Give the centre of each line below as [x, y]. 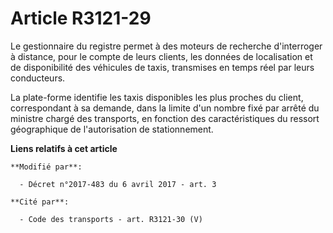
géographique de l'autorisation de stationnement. [112, 129]
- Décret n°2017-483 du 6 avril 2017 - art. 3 [118, 184]
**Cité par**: [40, 202]
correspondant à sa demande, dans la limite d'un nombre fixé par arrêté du [165, 108]
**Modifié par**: [46, 167]
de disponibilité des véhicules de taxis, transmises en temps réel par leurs [162, 67]
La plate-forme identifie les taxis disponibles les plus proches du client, [157, 97]
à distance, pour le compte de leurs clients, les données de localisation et [161, 56]
